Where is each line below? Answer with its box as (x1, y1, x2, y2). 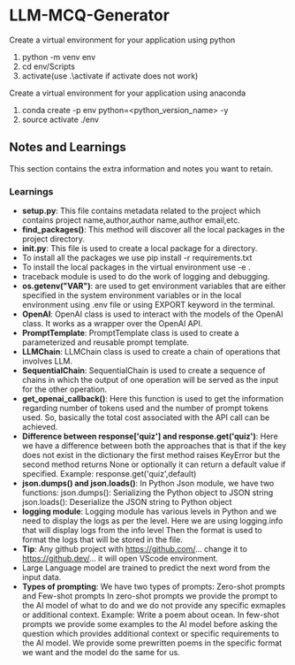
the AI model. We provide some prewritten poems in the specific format (21, 638, 283, 648)
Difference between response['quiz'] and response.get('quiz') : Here (21, 431, 278, 442)
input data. (21, 572, 62, 583)
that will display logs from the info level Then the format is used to (21, 525, 262, 536)
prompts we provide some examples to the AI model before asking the (21, 619, 278, 630)
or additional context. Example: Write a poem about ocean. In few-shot (21, 609, 280, 620)
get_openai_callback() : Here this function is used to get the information (21, 394, 284, 404)
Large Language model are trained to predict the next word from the (21, 562, 271, 573)
